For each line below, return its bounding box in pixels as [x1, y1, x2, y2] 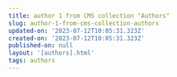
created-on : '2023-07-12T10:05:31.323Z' [8, 34, 146, 43]
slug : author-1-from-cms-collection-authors [8, 19, 159, 27]
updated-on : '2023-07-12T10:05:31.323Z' [8, 26, 146, 34]
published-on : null [8, 42, 74, 50]
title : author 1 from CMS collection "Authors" [8, 11, 171, 20]
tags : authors [8, 57, 56, 65]
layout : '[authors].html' [8, 49, 95, 57]
